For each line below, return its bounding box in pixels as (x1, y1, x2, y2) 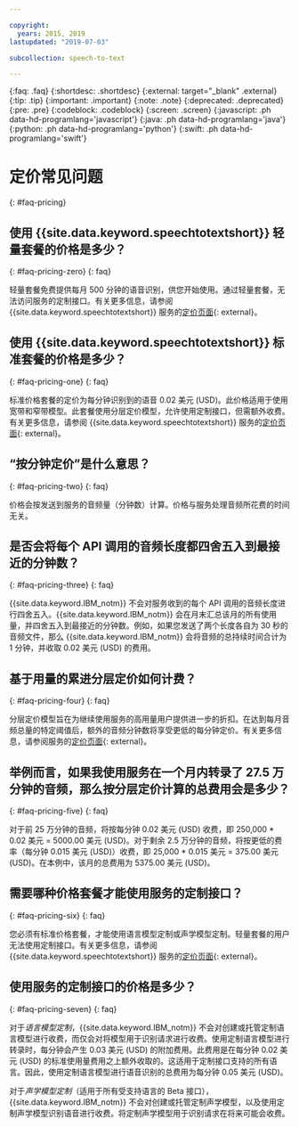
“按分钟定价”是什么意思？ (9, 456, 151, 472)
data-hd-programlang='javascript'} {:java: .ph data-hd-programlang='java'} (9, 114, 287, 125)
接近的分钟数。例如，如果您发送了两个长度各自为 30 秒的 (78, 620, 289, 631)
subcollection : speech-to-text (9, 53, 125, 62)
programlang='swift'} (9, 133, 87, 143)
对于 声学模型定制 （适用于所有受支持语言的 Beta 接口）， (9, 1085, 214, 1096)
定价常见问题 (9, 167, 104, 187)
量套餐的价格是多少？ (9, 241, 126, 257)
